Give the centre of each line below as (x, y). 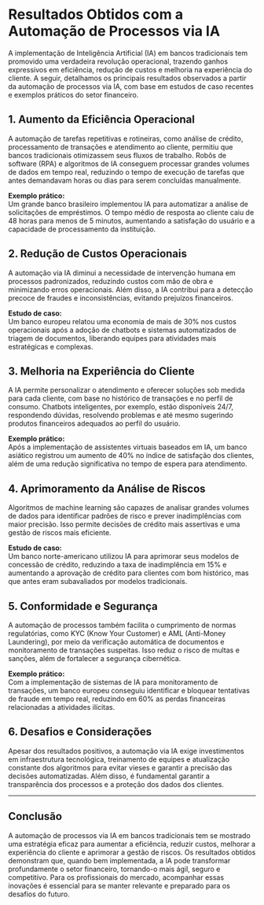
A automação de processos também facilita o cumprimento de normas (122, 625)
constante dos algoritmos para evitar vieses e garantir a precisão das (120, 767)
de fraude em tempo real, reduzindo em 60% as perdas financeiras (117, 699)
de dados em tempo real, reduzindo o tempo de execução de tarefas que (126, 172)
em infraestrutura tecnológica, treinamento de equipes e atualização (119, 759)
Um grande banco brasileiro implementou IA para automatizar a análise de (128, 204)
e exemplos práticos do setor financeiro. (73, 94)
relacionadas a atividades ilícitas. (62, 707)
